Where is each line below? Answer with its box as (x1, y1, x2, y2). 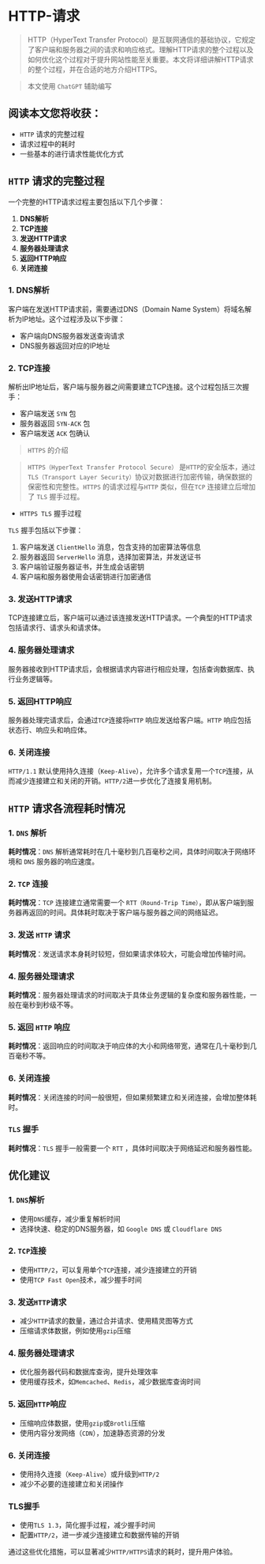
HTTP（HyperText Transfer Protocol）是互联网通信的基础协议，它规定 (27, 35, 256, 44)
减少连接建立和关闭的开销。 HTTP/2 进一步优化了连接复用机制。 (14, 776, 216, 786)
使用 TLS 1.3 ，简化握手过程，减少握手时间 (19, 1520, 155, 1530)
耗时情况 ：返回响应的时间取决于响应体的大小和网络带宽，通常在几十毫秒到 (8, 1041, 250, 1051)
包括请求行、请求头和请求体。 (8, 623, 105, 633)
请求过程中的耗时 (19, 139, 76, 149)
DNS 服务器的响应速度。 (23, 857, 99, 866)
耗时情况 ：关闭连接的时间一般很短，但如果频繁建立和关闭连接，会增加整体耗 (8, 1093, 257, 1102)
